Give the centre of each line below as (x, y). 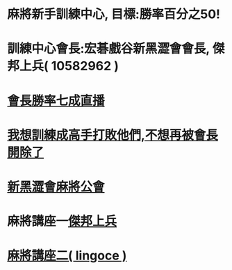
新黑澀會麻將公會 (56, 187)
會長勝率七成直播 (56, 101)
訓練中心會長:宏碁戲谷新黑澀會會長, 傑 (116, 49)
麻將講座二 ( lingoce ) (67, 256)
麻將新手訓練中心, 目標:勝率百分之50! (114, 14)
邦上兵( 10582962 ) (63, 66)
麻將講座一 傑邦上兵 (62, 222)
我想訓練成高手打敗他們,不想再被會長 (113, 135)
